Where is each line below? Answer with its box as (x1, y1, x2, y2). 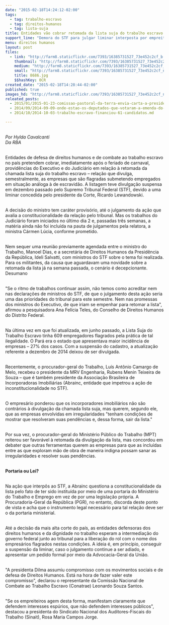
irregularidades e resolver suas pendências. (5, 453, 97, 459)
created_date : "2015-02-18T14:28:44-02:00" (5, 82, 98, 87)
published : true (5, 87, 39, 92)
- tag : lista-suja (10, 26, 49, 31)
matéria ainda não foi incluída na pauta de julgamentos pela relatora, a (5, 223, 151, 229)
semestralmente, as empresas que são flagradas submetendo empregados (5, 176, 161, 182)
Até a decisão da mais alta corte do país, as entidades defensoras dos (5, 525, 151, 531)
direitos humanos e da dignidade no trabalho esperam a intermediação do (5, 530, 158, 536)
